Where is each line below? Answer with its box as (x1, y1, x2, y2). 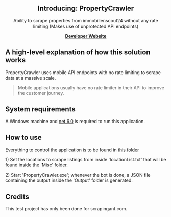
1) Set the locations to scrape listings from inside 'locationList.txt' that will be (5, 157, 166, 163)
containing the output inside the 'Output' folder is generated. (5, 177, 133, 183)
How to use (5, 133, 42, 142)
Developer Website (65, 33, 107, 39)
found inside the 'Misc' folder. (5, 162, 68, 168)
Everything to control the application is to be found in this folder (5, 147, 139, 153)
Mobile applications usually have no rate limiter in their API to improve (17, 84, 165, 91)
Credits (5, 192, 30, 201)
